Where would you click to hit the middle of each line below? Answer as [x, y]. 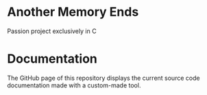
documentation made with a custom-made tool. [74, 85]
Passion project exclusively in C [52, 31]
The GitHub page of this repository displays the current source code [103, 78]
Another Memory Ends [73, 12]
